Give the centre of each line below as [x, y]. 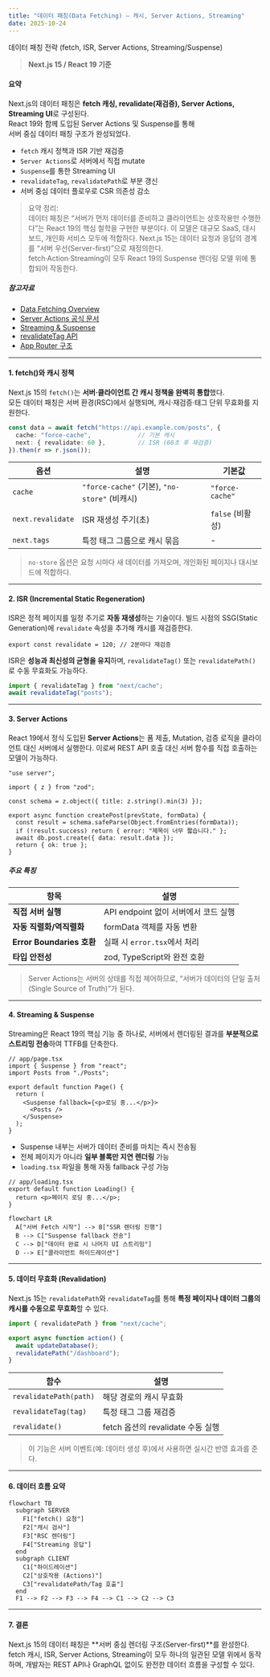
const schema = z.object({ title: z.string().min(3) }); [106, 801]
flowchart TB [30, 1503]
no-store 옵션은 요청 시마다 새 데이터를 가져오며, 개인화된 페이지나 [132, 562]
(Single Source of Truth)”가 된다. [81, 988]
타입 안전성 [32, 957]
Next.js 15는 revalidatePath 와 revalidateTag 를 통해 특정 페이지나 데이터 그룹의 [135, 1298]
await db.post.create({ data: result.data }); [95, 838]
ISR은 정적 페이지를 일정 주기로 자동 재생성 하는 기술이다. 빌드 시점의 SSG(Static [133, 618]
